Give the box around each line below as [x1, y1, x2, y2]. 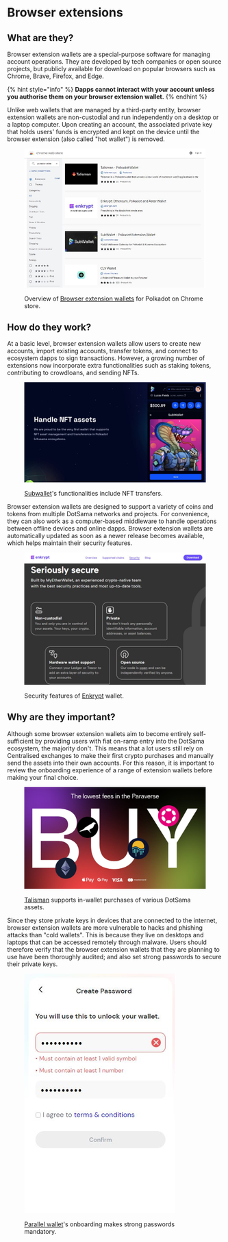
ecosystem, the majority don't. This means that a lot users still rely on [7, 744, 203, 752]
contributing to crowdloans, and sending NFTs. [7, 368, 140, 377]
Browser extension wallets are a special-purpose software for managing [7, 50, 211, 58]
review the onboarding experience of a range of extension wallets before [7, 765, 213, 774]
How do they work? [7, 321, 92, 333]
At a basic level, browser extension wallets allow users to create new [7, 340, 201, 348]
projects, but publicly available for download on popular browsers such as [7, 65, 216, 73]
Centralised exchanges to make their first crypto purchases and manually [7, 751, 214, 759]
